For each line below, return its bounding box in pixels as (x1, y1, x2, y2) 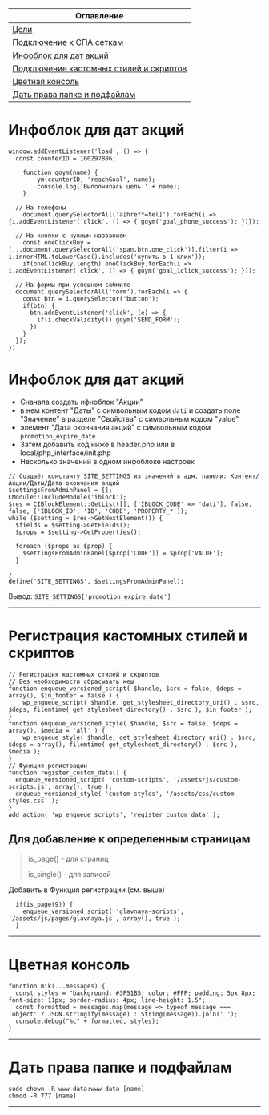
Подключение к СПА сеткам (12, 37, 124, 47)
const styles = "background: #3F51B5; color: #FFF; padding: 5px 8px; (15, 989, 256, 997)
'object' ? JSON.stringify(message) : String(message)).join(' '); (8, 1010, 239, 1018)
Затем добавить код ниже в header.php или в (19, 439, 175, 449)
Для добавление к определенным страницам (8, 833, 251, 846)
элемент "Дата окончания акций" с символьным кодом (19, 422, 211, 432)
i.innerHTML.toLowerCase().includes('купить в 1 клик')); (8, 252, 206, 261)
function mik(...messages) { (8, 982, 106, 990)
